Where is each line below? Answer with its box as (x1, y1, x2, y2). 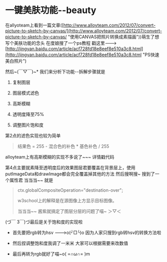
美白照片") (5, 58, 27, 64)
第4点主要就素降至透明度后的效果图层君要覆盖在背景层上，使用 (5, 164, 136, 171)
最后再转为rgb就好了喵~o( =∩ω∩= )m (12, 250, 90, 256)
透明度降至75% (12, 111, 44, 117)
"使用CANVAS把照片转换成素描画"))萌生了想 (67, 34, 159, 40)
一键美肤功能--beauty (5, 5, 97, 16)
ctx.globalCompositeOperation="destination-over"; (17, 187, 123, 193)
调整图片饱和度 (12, 121, 44, 128)
